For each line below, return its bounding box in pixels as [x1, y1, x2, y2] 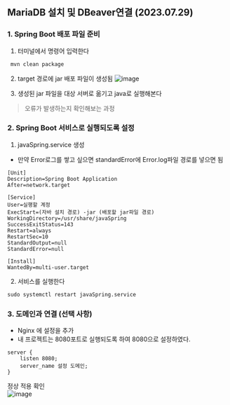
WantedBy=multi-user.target [7, 263, 90, 271]
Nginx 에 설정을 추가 [17, 327, 74, 335]
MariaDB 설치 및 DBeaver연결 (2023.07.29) [7, 6, 194, 19]
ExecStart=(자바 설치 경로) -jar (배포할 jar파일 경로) [7, 209, 155, 216]
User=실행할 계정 [7, 201, 50, 208]
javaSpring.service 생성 [17, 140, 85, 149]
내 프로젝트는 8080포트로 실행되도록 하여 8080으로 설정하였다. [17, 335, 191, 343]
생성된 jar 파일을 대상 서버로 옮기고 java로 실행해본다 [17, 89, 163, 97]
